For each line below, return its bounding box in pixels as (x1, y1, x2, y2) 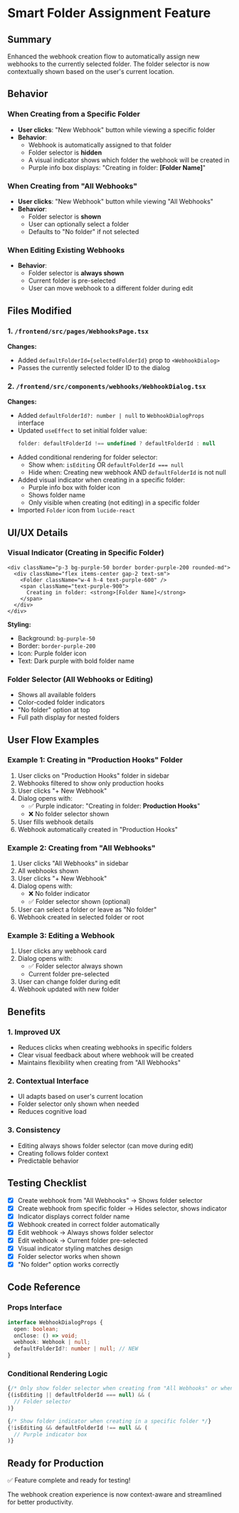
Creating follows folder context (17, 1149, 109, 1157)
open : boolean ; (14, 1325, 59, 1332)
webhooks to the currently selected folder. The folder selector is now (7, 60, 210, 68)
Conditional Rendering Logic (7, 1369, 108, 1378)
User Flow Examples (7, 734, 100, 746)
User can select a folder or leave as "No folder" (17, 905, 157, 914)
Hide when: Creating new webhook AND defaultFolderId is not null (28, 468, 226, 477)
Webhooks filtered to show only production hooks (17, 779, 164, 787)
